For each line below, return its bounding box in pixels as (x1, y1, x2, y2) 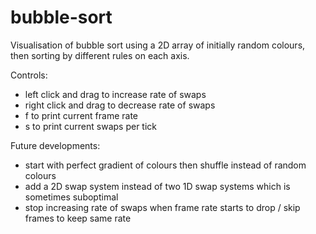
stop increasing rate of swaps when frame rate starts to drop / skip (24, 201, 301, 213)
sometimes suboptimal (24, 191, 119, 203)
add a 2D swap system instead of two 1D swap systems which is (24, 180, 291, 192)
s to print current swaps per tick (24, 120, 158, 132)
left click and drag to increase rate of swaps (24, 88, 207, 100)
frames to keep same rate (24, 212, 132, 224)
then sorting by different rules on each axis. (10, 49, 190, 61)
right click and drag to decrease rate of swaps (24, 99, 216, 111)
